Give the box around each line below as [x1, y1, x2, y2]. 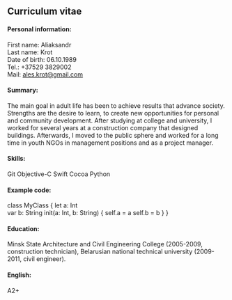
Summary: [7, 86, 38, 95]
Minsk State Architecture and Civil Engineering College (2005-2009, [7, 240, 203, 248]
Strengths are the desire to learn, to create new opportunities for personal [7, 109, 219, 117]
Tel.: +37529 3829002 [7, 63, 72, 71]
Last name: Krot [7, 48, 53, 56]
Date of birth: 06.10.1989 [7, 55, 77, 63]
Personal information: [7, 24, 72, 33]
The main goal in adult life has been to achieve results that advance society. [7, 101, 225, 110]
